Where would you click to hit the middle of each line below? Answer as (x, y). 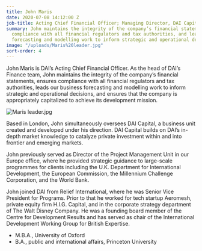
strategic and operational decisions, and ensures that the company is (92, 93)
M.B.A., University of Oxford (50, 235)
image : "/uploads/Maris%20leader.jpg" (55, 46)
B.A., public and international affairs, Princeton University (86, 241)
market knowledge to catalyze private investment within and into (102, 136)
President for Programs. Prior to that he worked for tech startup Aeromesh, (99, 198)
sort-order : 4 (24, 51)
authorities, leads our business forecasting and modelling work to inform (96, 87)
